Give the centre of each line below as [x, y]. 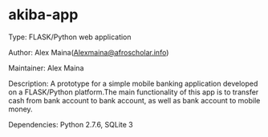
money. [21, 109]
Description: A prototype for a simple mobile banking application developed [133, 83]
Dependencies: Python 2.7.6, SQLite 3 [71, 124]
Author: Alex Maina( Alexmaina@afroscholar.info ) [89, 52]
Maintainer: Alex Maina [46, 68]
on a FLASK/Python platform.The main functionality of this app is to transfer [134, 92]
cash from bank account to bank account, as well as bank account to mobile [134, 100]
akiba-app [43, 15]
